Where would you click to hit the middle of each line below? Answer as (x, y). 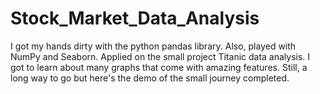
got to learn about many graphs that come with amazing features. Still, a (159, 67)
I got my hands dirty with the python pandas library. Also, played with (153, 46)
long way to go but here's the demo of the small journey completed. (150, 78)
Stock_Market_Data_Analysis (135, 18)
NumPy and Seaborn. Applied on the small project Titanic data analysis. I (160, 56)
